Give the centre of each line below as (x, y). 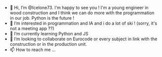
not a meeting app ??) (32, 28)
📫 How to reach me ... (33, 50)
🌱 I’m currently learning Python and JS (49, 34)
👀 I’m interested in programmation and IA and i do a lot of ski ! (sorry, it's (83, 23)
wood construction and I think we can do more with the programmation (82, 13)
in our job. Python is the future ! (42, 18)
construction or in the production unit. (48, 44)
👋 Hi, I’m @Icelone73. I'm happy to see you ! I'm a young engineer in (79, 8)
